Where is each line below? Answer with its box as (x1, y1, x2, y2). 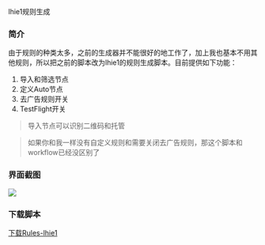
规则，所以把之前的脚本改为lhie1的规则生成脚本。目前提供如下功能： (14, 58, 237, 67)
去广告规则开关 (19, 94, 69, 104)
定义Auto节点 (19, 85, 63, 94)
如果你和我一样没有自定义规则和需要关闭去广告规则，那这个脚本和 (27, 138, 243, 148)
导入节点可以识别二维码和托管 (27, 121, 125, 130)
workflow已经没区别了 (27, 148, 100, 157)
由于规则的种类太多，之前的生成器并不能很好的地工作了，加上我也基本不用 (8, 48, 251, 58)
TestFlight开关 (19, 104, 66, 114)
